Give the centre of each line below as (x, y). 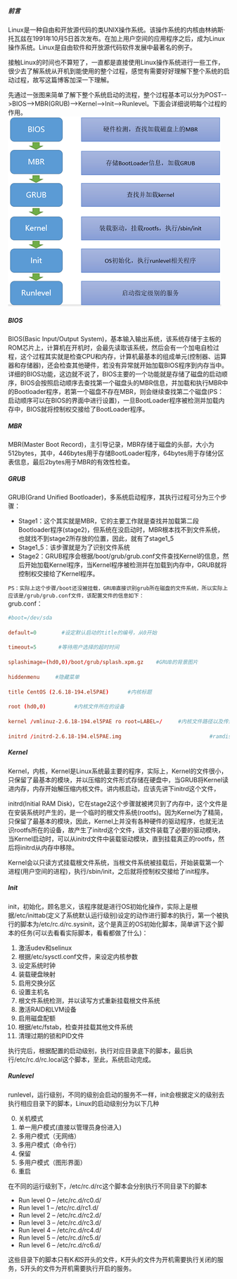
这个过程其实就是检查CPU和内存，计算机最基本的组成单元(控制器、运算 (123, 356)
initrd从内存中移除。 (49, 847)
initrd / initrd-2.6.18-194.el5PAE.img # (110, 736)
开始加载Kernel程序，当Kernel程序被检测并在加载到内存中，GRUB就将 (126, 565)
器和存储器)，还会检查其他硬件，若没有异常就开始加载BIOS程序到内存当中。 (118, 365)
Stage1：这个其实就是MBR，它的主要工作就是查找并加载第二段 (109, 521)
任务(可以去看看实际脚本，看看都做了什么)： (84, 933)
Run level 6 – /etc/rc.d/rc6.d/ (59, 1245)
